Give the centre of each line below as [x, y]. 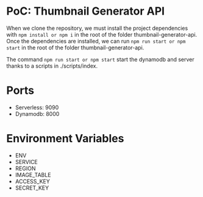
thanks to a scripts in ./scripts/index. [52, 66]
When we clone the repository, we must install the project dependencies [97, 28]
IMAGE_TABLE [33, 174]
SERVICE [27, 162]
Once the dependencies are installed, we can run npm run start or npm [96, 41]
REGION [25, 168]
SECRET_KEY [32, 188]
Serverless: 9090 [37, 107]
